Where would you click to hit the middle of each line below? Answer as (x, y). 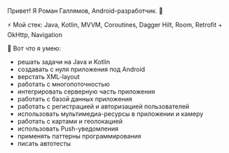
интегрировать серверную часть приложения (86, 92)
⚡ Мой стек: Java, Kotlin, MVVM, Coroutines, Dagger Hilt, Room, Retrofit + (115, 25)
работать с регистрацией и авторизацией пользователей (103, 106)
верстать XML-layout (49, 76)
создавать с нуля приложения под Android (81, 69)
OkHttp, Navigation (35, 35)
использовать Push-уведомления (68, 129)
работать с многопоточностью (63, 84)
